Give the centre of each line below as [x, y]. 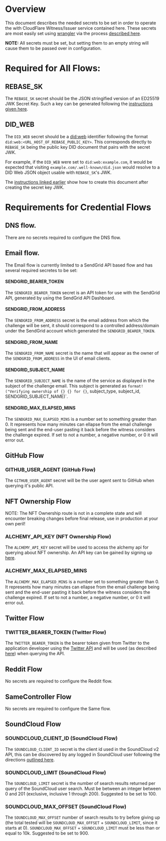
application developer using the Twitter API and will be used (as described [81, 648]
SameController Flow [38, 697]
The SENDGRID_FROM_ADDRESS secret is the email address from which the [77, 320]
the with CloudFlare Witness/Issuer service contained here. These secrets [81, 28]
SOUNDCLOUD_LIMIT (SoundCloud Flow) [56, 773]
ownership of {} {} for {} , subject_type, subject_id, [86, 391]
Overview [26, 9]
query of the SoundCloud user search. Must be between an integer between [83, 788]
